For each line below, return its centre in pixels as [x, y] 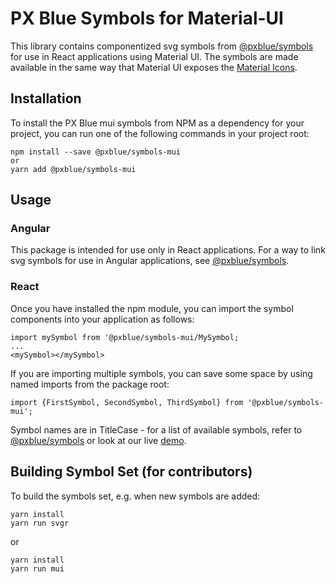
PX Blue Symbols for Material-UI [147, 18]
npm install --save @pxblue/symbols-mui [96, 152]
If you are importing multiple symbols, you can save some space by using [161, 373]
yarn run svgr [40, 523]
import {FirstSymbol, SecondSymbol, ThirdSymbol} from [127, 402]
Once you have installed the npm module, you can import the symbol [152, 308]
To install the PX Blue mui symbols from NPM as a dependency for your [157, 123]
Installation [46, 98]
